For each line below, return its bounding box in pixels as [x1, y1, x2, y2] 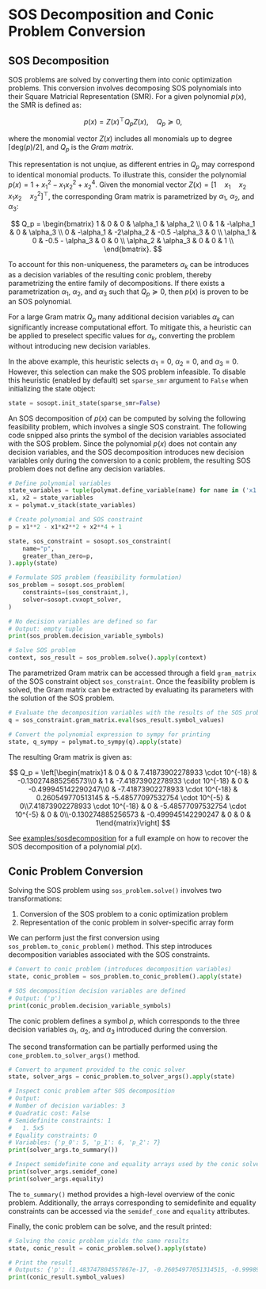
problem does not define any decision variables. [8, 463, 165, 473]
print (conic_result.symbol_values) [8, 1273, 126, 1281]
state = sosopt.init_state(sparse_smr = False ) [8, 399, 161, 407]
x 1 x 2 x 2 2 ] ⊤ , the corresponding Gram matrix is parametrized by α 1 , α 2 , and [8, 190, 255, 203]
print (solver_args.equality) [8, 1175, 104, 1183]
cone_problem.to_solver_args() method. [8, 1050, 140, 1059]
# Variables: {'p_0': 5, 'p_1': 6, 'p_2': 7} [8, 1138, 161, 1146]
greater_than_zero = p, [22, 552, 93, 560]
